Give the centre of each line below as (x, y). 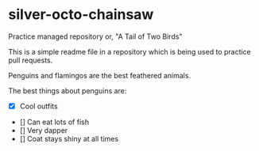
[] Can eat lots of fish (54, 122)
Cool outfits (39, 106)
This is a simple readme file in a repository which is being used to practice (130, 51)
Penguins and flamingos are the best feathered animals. (100, 75)
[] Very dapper (44, 130)
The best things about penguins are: (68, 91)
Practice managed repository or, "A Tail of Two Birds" (95, 36)
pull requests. (31, 60)
